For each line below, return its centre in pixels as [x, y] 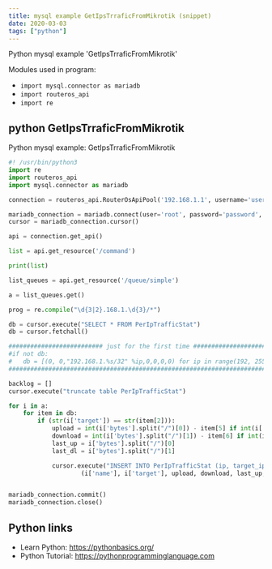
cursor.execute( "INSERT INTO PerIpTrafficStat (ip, [140, 466]
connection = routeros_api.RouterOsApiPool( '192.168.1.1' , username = [128, 199]
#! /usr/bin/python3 [43, 163]
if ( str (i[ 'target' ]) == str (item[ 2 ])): [106, 421]
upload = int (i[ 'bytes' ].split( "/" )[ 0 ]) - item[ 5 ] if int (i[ [157, 429]
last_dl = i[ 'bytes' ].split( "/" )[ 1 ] [113, 451]
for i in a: [28, 406]
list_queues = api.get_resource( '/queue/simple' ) [94, 280]
